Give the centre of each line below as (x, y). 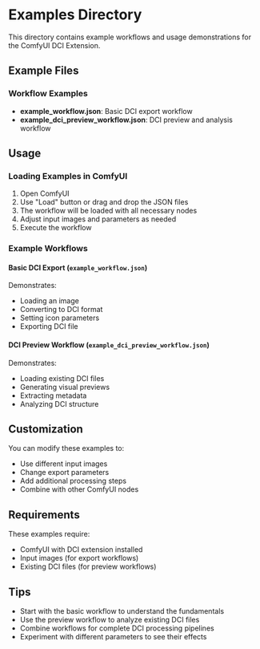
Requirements (44, 515)
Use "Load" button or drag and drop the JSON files (104, 202)
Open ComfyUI (44, 193)
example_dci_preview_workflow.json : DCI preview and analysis (126, 120)
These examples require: (49, 534)
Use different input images (64, 464)
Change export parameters (64, 473)
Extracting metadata (53, 395)
